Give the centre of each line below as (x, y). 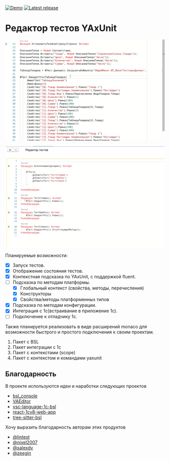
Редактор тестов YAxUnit (61, 28)
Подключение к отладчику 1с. (45, 317)
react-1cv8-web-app (34, 412)
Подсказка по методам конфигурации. (54, 305)
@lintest (21, 437)
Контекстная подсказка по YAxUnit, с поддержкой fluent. (74, 276)
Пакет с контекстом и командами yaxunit (57, 358)
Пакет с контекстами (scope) (44, 353)
